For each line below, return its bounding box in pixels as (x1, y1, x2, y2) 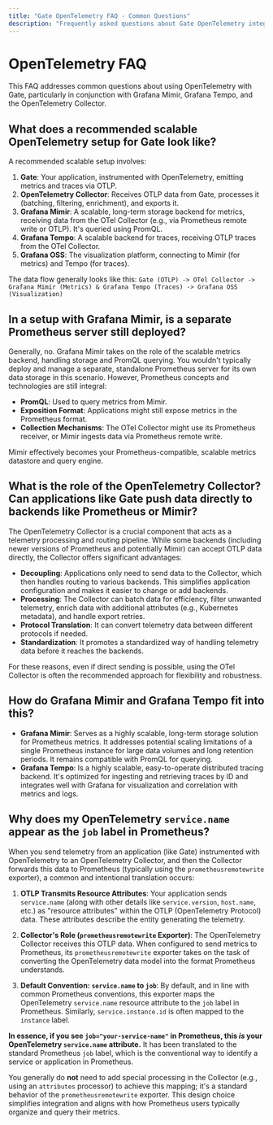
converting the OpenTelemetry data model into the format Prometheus (19, 956, 256, 966)
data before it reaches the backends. (19, 646, 144, 656)
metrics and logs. (19, 788, 79, 798)
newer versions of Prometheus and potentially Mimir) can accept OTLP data (8, 543, 262, 553)
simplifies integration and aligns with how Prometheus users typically (8, 1098, 240, 1108)
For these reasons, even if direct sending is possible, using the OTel (8, 661, 236, 671)
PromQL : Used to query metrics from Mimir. (19, 397, 167, 407)
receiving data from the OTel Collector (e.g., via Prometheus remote (19, 216, 248, 225)
